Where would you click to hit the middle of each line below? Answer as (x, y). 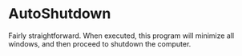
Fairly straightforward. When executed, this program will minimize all (121, 35)
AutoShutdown (60, 14)
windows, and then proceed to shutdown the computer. (100, 43)
